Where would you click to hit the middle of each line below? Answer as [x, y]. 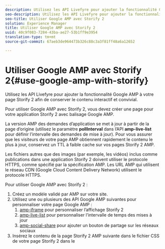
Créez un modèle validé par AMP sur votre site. [60, 194]
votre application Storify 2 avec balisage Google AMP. [60, 114]
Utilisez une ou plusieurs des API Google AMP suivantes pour [74, 199]
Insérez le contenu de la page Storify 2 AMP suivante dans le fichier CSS [86, 236]
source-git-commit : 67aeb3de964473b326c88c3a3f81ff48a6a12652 [70, 42]
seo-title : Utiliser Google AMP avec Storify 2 [55, 19]
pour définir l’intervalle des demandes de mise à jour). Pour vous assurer [79, 134]
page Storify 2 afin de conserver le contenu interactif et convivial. [71, 99]
